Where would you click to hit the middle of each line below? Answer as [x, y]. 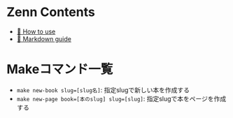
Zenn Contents [51, 12]
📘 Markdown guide [44, 38]
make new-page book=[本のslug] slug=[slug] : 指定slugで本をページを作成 [121, 98]
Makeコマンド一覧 [60, 69]
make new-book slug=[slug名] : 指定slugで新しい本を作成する [103, 90]
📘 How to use [36, 31]
